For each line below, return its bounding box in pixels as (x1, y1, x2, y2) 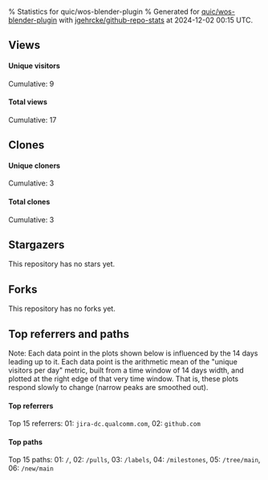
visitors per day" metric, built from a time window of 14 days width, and (8, 365, 245, 376)
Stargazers (8, 238, 65, 251)
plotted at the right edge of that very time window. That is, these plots (8, 374, 239, 384)
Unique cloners (8, 161, 61, 170)
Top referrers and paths (8, 327, 130, 340)
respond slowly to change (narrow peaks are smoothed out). (8, 383, 209, 393)
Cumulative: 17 (8, 115, 57, 124)
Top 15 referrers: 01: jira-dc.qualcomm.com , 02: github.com (8, 419, 201, 429)
